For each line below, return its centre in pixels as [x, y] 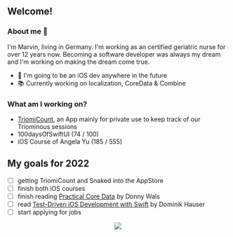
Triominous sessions [47, 126]
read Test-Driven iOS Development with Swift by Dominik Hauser [111, 204]
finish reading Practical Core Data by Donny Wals [88, 196]
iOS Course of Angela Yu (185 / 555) [70, 141]
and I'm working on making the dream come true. [79, 62]
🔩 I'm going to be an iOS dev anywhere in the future [92, 75]
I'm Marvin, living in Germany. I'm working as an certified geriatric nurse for [116, 47]
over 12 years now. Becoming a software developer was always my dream [114, 54]
